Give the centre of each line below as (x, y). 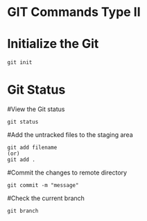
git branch (23, 211)
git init (20, 63)
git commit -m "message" (43, 186)
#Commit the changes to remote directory (67, 173)
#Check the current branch (46, 198)
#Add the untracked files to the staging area (70, 135)
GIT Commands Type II (74, 12)
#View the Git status (36, 109)
